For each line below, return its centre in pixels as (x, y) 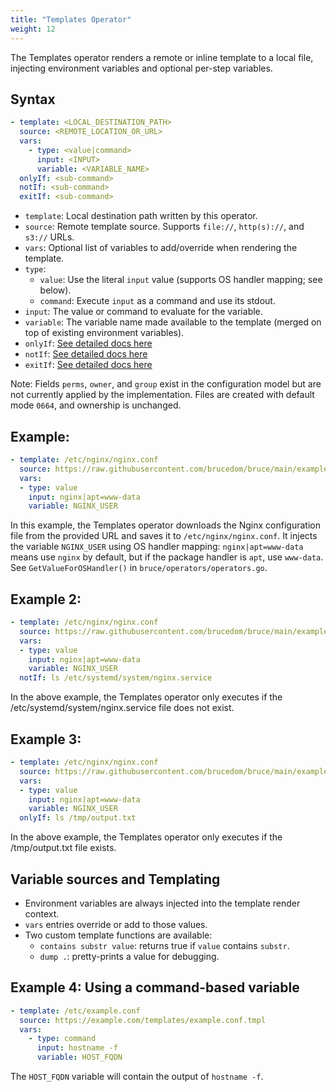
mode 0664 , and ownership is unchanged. (96, 405)
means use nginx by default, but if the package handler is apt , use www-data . (167, 557)
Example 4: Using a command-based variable (155, 987)
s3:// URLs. (49, 237)
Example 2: (46, 599)
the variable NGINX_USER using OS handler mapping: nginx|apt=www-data (157, 547)
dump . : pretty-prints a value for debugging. (129, 956)
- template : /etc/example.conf (75, 1011)
